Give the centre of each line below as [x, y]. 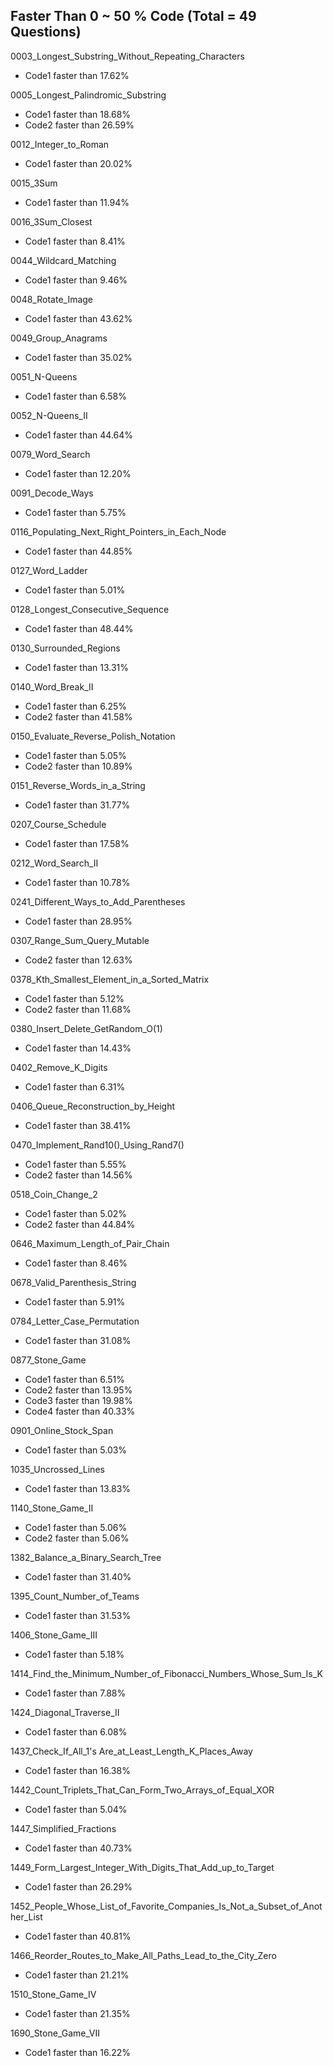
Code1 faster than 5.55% [75, 1164]
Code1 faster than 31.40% [78, 1576]
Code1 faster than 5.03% [76, 1450]
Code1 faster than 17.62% [77, 75]
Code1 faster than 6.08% [76, 1731]
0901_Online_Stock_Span [62, 1430]
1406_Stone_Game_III [54, 1635]
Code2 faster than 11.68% [78, 1009]
